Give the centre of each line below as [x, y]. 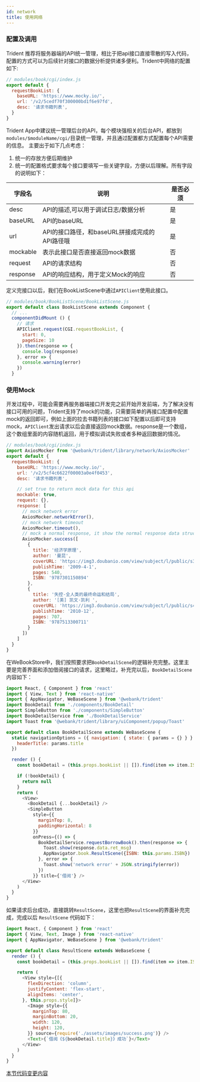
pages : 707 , [47, 617]
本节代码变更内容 [27, 1073]
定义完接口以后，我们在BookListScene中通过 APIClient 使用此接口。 [89, 290]
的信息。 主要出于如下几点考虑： [46, 145]
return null [37, 782]
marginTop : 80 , [51, 1011]
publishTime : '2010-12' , [63, 611]
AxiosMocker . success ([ [50, 539]
